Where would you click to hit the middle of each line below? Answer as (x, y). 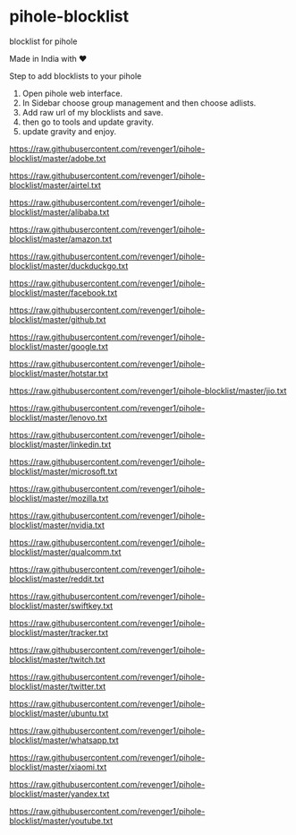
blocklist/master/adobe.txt (58, 158)
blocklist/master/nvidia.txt (57, 525)
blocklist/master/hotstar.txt (59, 373)
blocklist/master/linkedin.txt (60, 444)
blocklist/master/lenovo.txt (58, 417)
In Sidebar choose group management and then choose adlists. (139, 103)
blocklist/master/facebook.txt (63, 292)
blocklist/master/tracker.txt (59, 633)
